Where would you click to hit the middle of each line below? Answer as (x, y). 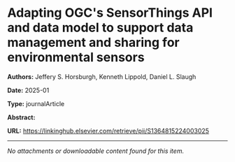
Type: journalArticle (36, 103)
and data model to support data (100, 28)
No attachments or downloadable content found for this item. (95, 151)
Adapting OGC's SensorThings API (110, 13)
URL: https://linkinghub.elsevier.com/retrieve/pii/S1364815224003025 (108, 131)
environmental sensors (76, 58)
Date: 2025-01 (28, 90)
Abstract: (21, 117)
